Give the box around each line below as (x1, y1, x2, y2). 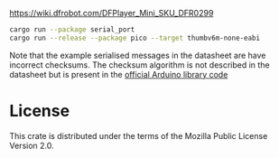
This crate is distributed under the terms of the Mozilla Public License (9, 130, 268, 141)
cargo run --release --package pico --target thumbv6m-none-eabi (9, 33, 260, 42)
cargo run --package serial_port (9, 25, 135, 34)
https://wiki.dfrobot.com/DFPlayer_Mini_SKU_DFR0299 (9, 8, 214, 18)
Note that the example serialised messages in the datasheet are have (9, 50, 266, 60)
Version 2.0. (9, 140, 54, 151)
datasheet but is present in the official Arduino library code (9, 69, 228, 79)
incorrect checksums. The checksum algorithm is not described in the (9, 59, 270, 70)
